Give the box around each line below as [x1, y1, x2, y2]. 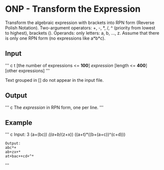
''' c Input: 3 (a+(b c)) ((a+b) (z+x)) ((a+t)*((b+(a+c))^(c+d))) [5, 131, 126, 138]
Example [5, 119, 33, 127]
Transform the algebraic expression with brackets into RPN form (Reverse [5, 20, 155, 25]
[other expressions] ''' [5, 68, 50, 73]
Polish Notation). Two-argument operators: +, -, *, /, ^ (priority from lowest [5, 24, 156, 30]
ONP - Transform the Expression [5, 3, 141, 15]
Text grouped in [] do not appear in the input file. [5, 77, 104, 83]
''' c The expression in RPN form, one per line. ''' [5, 104, 104, 110]
